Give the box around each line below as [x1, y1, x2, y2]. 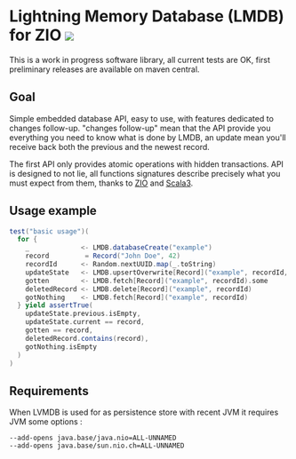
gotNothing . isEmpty [25, 342, 98, 352]
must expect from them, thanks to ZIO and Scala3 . [9, 178, 194, 188]
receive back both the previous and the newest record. [9, 141, 211, 152]
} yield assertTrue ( [17, 301, 93, 310]
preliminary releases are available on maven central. [9, 64, 200, 75]
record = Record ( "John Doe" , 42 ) [25, 251, 180, 261]
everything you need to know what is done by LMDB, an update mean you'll [9, 131, 286, 143]
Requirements [9, 384, 89, 399]
